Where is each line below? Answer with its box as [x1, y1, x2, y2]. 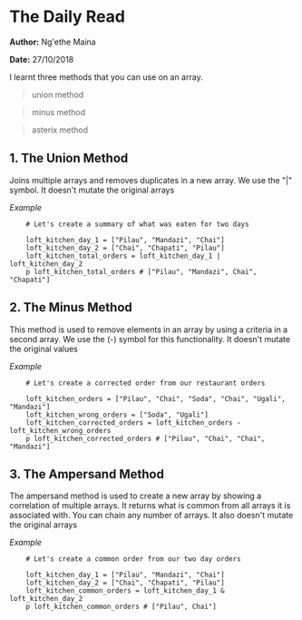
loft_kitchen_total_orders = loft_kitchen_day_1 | [25, 251, 221, 261]
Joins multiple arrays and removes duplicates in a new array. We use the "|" [9, 174, 293, 185]
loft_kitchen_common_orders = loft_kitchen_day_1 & [25, 586, 225, 595]
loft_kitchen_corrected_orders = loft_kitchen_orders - [25, 418, 242, 428]
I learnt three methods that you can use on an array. [9, 71, 203, 83]
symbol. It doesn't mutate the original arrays [9, 184, 175, 195]
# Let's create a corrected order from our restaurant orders [25, 379, 266, 388]
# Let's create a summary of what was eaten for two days [25, 220, 249, 229]
